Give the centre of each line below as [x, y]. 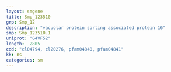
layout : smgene [25, 11]
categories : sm [25, 60]
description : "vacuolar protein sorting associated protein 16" [86, 28]
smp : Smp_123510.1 [28, 33]
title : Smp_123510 [28, 17]
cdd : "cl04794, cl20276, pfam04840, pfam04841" [65, 49]
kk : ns [14, 55]
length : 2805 [23, 44]
